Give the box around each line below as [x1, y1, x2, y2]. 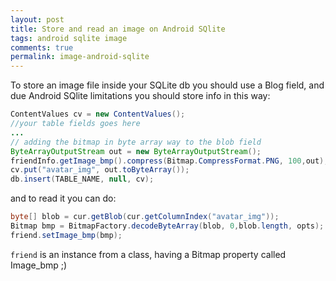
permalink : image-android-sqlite [10, 52, 150, 62]
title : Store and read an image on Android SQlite [10, 24, 226, 34]
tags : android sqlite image [10, 33, 128, 43]
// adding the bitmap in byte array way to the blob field [10, 137, 262, 147]
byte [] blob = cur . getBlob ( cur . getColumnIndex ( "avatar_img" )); [10, 212, 280, 222]
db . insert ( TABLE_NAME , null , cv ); [10, 174, 155, 185]
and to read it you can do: [10, 192, 117, 205]
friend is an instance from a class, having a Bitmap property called [10, 248, 287, 260]
